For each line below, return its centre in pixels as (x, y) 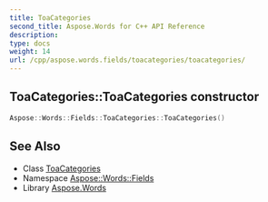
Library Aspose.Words (65, 187)
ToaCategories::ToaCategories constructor (134, 97)
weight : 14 (30, 52)
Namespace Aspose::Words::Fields (88, 177)
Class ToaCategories (62, 168)
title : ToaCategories (50, 18)
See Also (35, 146)
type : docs (30, 43)
